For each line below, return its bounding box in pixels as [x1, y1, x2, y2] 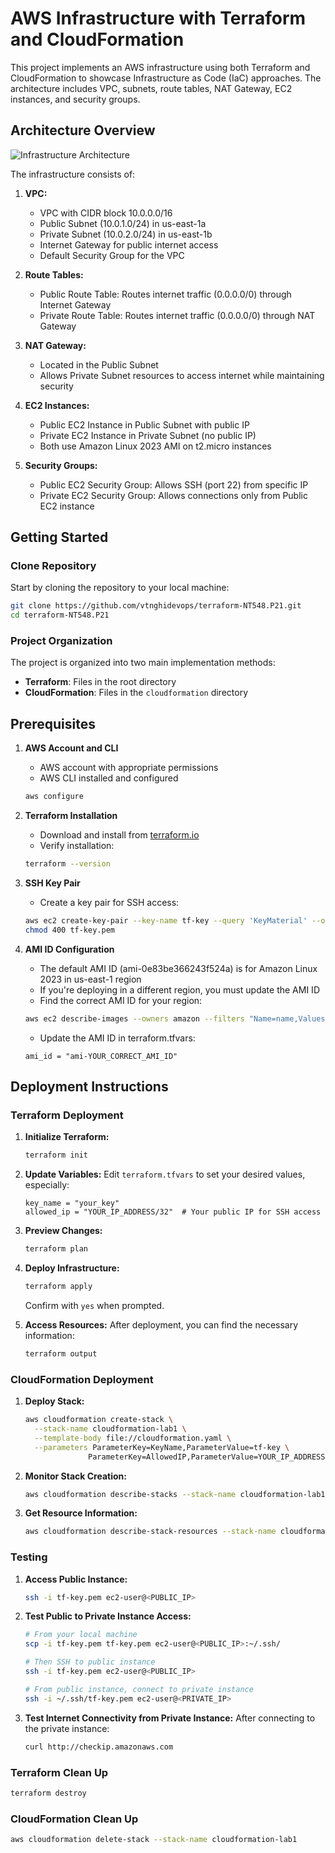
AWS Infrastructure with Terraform [10, 7, 307, 30]
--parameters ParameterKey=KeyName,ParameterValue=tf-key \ [34, 1442, 290, 1452]
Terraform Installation [24, 810, 118, 822]
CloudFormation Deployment [10, 1372, 154, 1386]
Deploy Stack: [24, 1395, 85, 1407]
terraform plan [24, 1244, 89, 1254]
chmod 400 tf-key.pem [24, 925, 115, 935]
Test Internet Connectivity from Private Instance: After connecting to [24, 1712, 316, 1724]
